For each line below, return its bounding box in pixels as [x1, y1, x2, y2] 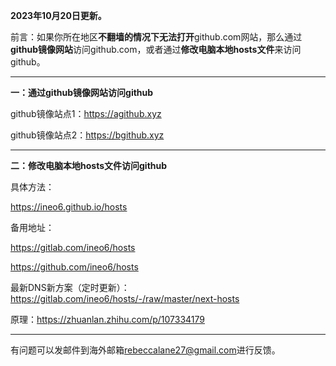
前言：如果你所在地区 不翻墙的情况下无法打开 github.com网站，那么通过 [10, 31, 303, 43]
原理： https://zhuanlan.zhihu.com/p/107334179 [10, 314, 205, 325]
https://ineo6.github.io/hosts [10, 201, 128, 213]
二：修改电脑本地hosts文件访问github [10, 160, 168, 171]
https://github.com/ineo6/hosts [10, 261, 139, 273]
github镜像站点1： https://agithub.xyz [10, 108, 162, 119]
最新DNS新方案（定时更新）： [10, 282, 130, 293]
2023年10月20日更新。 [10, 10, 107, 21]
